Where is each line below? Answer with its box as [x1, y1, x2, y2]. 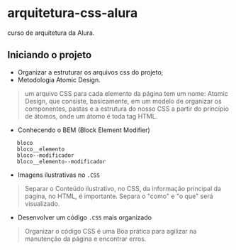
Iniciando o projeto [7, 49, 92, 61]
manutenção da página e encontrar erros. [24, 234, 147, 243]
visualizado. [24, 199, 60, 207]
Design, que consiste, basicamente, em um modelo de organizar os [24, 97, 222, 105]
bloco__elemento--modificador [16, 158, 106, 165]
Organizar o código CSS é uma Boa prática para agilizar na [24, 227, 197, 235]
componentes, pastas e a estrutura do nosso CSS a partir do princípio [24, 104, 229, 113]
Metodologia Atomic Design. [17, 75, 101, 84]
